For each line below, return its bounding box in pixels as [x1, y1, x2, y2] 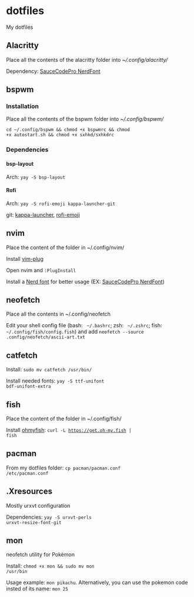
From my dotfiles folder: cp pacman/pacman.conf [6, 464, 121, 471]
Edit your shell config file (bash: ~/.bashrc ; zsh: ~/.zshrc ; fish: [6, 322, 163, 329]
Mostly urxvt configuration [6, 502, 71, 509]
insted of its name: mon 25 [6, 585, 69, 592]
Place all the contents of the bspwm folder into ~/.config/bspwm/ [6, 116, 164, 123]
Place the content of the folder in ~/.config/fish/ [6, 415, 122, 422]
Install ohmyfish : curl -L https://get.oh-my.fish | [6, 427, 132, 434]
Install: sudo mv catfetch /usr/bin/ [6, 366, 92, 373]
